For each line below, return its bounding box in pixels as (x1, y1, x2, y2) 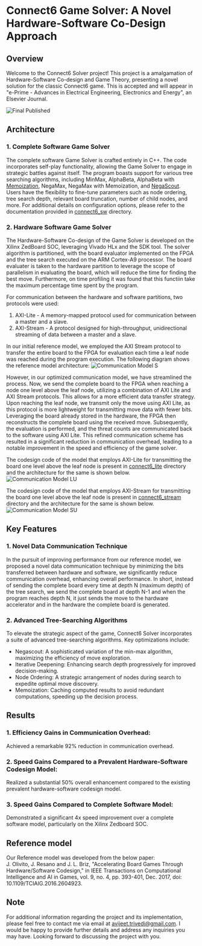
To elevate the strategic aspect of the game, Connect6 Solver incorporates (6, 629, 192, 637)
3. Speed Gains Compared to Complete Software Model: (6, 800, 174, 809)
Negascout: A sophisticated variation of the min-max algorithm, (14, 648, 173, 655)
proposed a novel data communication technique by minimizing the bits (6, 562, 184, 570)
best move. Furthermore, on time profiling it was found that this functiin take (6, 275, 195, 282)
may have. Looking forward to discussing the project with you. (6, 933, 161, 940)
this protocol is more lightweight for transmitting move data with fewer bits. (6, 406, 193, 413)
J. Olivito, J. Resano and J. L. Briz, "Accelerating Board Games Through (6, 861, 183, 868)
